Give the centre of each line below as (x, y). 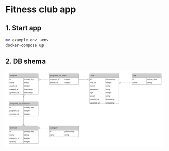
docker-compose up (25, 45)
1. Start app (24, 28)
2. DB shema (26, 61)
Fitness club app (41, 9)
